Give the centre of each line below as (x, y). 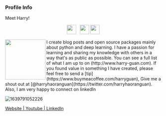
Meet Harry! (17, 18)
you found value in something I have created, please (100, 69)
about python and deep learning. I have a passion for (100, 47)
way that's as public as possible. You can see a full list (102, 58)
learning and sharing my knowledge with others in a (99, 53)
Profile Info (19, 7)
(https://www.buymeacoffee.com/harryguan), (93, 79)
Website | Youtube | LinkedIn (34, 109)
